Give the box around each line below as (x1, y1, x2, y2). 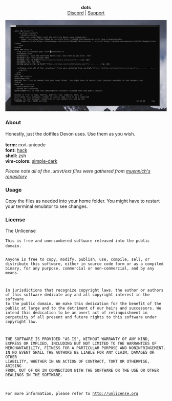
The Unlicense (5, 228, 36, 234)
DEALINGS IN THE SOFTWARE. (5, 372, 63, 377)
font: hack (5, 147, 28, 153)
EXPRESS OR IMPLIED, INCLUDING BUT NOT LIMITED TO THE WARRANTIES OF (5, 341, 157, 346)
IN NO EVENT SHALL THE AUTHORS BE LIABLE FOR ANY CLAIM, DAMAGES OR (5, 350, 155, 355)
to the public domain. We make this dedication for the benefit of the (5, 301, 161, 307)
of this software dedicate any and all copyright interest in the (5, 292, 150, 297)
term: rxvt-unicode (5, 141, 46, 148)
